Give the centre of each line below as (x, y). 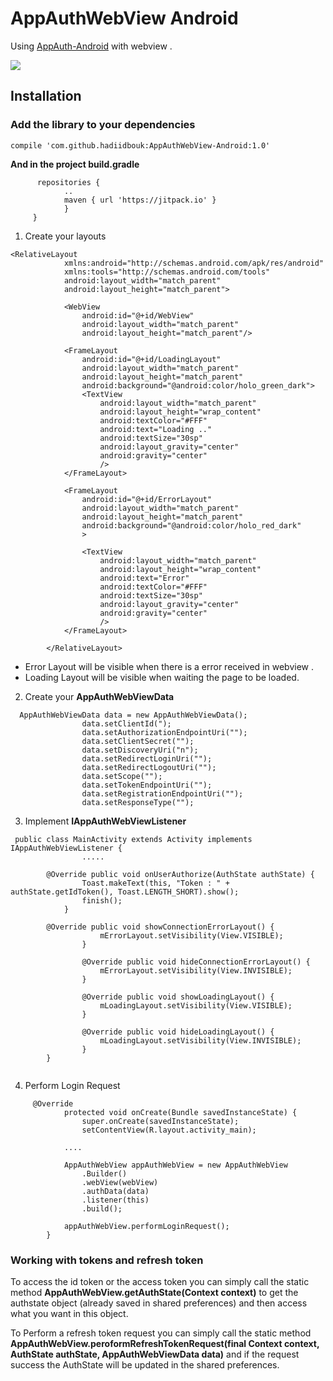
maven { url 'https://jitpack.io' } (140, 200)
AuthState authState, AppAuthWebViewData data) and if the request (155, 1354)
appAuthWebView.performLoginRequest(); (146, 1226)
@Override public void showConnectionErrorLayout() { (160, 927)
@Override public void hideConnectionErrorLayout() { (196, 962)
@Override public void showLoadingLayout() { (178, 997)
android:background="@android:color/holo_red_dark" (191, 525)
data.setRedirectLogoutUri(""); (149, 767)
